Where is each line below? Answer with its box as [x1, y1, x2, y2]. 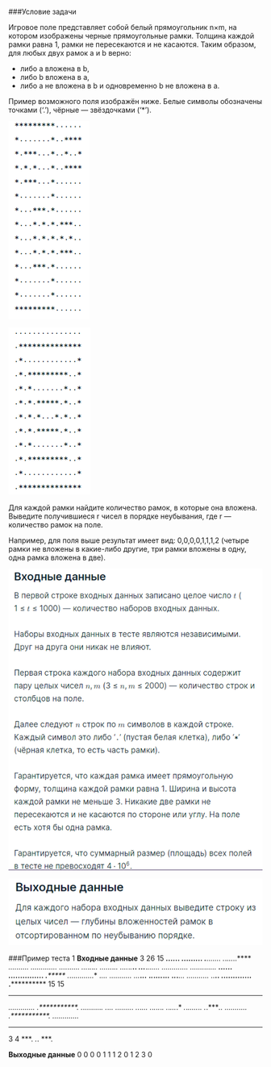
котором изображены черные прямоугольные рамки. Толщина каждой [8, 31, 255, 40]
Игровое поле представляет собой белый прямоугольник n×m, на [8, 23, 237, 31]
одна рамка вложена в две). [8, 552, 106, 562]
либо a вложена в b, [19, 64, 90, 73]
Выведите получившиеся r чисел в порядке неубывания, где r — [8, 511, 231, 521]
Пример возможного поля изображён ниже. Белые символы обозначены [8, 97, 263, 106]
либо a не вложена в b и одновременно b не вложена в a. [19, 81, 220, 90]
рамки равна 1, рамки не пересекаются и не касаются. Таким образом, [8, 40, 256, 49]
